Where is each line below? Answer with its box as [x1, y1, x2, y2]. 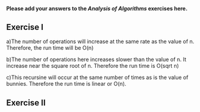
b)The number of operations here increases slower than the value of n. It [6, 56, 187, 63]
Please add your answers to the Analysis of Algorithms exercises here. [6, 5, 188, 12]
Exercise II [6, 98, 46, 108]
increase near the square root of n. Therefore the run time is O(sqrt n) [6, 62, 180, 69]
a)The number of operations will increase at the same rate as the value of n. [6, 38, 195, 45]
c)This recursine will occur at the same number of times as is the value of [6, 74, 189, 81]
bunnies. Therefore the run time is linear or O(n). [6, 80, 127, 87]
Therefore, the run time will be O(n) [6, 44, 94, 52]
